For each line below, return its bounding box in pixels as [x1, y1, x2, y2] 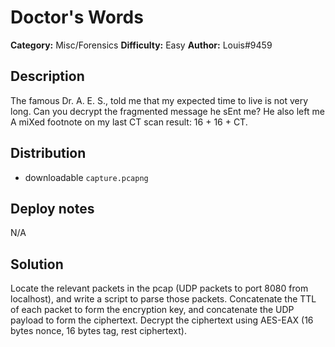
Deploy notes [10, 200, 95, 217]
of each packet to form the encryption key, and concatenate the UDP [10, 304, 295, 316]
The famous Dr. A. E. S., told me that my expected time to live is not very [10, 94, 309, 106]
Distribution [10, 145, 87, 162]
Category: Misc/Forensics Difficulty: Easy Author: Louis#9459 [10, 39, 273, 51]
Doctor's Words [10, 6, 144, 29]
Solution [10, 256, 64, 273]
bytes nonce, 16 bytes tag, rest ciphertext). [10, 325, 187, 337]
